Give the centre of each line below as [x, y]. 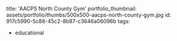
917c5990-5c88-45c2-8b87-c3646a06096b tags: [68, 21]
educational [29, 33]
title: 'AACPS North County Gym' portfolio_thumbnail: [71, 9]
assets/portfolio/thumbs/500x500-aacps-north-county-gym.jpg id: [89, 15]
